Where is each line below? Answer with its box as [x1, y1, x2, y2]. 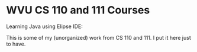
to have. [6, 40, 26, 47]
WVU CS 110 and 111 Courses [6, 4, 150, 17]
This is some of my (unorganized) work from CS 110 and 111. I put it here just [6, 34, 191, 41]
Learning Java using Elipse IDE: [6, 23, 83, 30]
